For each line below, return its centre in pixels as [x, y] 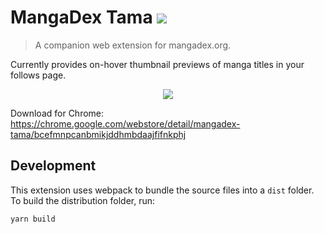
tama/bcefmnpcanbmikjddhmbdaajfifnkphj [98, 134]
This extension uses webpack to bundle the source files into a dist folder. [162, 190]
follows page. [38, 75]
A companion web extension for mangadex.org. [133, 45]
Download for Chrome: [57, 113]
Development [53, 166]
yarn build [33, 219]
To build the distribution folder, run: [83, 200]
